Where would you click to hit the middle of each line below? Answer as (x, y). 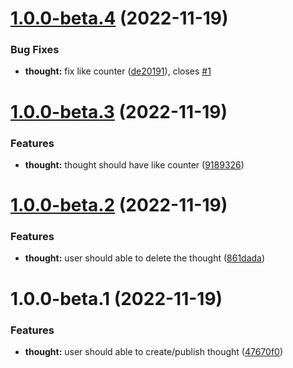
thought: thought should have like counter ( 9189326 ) (134, 164)
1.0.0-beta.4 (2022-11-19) (119, 18)
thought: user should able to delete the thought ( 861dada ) (145, 258)
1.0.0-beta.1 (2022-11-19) (116, 298)
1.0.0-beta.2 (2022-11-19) (119, 205)
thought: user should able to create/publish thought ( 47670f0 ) (154, 351)
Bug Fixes (35, 50)
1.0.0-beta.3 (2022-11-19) (119, 111)
